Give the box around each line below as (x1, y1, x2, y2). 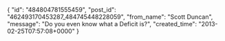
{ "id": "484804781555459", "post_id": (7, 6, 117, 13)
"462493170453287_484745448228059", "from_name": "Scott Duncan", (7, 13, 213, 21)
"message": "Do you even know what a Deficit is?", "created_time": (7, 20, 197, 28)
